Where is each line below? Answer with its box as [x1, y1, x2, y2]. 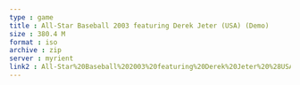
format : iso [9, 37, 58, 47]
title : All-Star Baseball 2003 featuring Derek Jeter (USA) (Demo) [9, 21, 270, 30]
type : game [9, 12, 54, 22]
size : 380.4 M [9, 29, 66, 38]
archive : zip [9, 46, 62, 55]
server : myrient [9, 54, 74, 63]
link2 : [9, 63, 38, 72]
